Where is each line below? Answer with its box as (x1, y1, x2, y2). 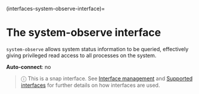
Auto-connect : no (6, 63, 51, 70)
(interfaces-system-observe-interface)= (6, 5, 105, 12)
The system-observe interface (6, 26, 161, 39)
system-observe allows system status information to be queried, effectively (6, 45, 189, 52)
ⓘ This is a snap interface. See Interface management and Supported (20, 74, 192, 82)
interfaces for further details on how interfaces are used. (20, 82, 160, 89)
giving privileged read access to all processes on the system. (6, 52, 157, 59)
